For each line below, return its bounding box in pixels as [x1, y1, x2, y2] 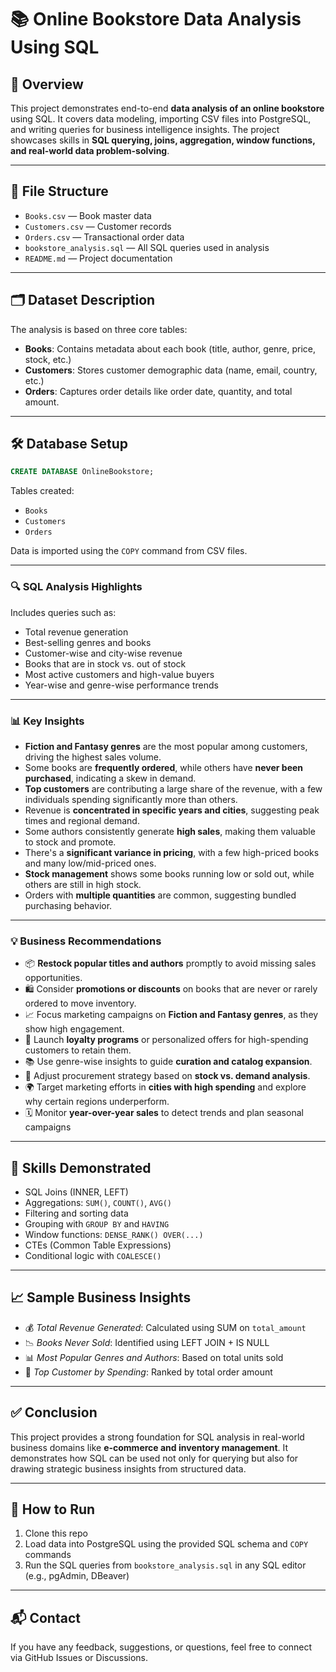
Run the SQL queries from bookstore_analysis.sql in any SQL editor [24, 1559, 307, 1571]
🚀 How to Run [10, 1501, 96, 1518]
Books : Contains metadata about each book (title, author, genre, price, [24, 342, 317, 355]
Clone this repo [24, 1527, 88, 1540]
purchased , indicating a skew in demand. [24, 772, 197, 784]
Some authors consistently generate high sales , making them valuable [24, 825, 316, 837]
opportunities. [24, 972, 83, 984]
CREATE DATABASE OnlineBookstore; [10, 467, 155, 477]
